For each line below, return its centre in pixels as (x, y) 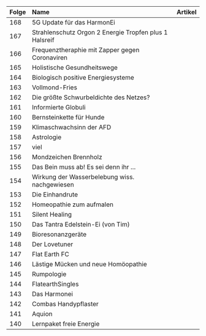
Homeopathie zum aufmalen (72, 204)
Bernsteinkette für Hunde (68, 117)
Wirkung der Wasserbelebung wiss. (83, 177)
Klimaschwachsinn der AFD (71, 127)
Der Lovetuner (52, 244)
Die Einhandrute (55, 194)
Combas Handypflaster (65, 304)
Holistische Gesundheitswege (75, 68)
